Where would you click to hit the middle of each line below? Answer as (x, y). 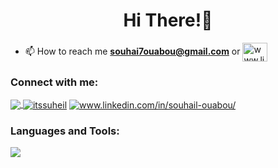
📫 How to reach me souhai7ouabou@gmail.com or (132, 51)
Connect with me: (54, 82)
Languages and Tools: (65, 131)
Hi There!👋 (168, 20)
